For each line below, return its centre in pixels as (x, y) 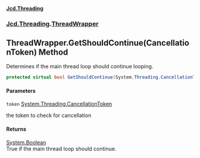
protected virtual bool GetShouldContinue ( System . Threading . (84, 77)
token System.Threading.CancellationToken (59, 104)
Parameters (21, 91)
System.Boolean (26, 142)
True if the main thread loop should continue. (61, 148)
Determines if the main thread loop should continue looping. (80, 67)
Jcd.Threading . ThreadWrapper (52, 24)
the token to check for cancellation (49, 115)
